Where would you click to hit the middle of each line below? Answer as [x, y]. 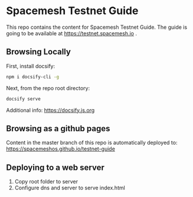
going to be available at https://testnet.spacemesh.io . [72, 33]
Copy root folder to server [46, 182]
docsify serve [24, 99]
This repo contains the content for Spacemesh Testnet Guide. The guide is [97, 27]
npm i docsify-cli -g [33, 77]
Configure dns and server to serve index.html [70, 188]
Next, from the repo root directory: [48, 88]
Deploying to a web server [55, 167]
